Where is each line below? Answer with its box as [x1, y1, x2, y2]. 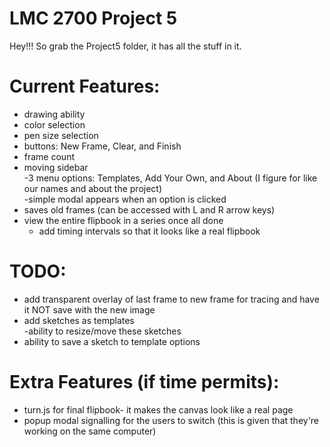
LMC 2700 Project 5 [9, 7, 178, 30]
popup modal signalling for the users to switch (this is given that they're [23, 414, 320, 426]
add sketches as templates [23, 314, 135, 326]
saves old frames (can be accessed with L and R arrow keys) [23, 203, 276, 216]
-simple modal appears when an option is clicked [23, 193, 227, 205]
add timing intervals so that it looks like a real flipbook [38, 225, 261, 237]
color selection [23, 118, 86, 131]
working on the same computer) [23, 425, 157, 437]
